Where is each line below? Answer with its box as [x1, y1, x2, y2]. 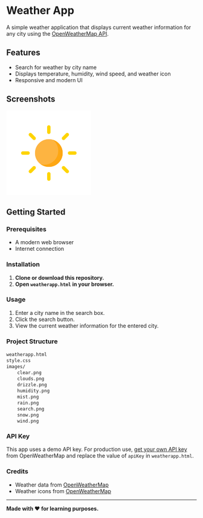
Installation [6, 261, 40, 269]
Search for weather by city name [14, 63, 97, 71]
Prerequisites [6, 225, 47, 233]
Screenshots [6, 94, 56, 105]
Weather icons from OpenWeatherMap [14, 487, 112, 494]
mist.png [17, 394, 39, 400]
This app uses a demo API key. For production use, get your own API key [6, 445, 187, 453]
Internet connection [14, 245, 65, 253]
